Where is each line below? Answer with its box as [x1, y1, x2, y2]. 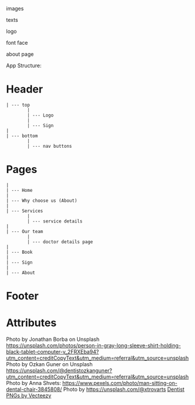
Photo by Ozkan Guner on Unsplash [6, 361, 93, 367]
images [6, 5, 24, 12]
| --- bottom [6, 132, 38, 139]
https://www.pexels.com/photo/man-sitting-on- [62, 380, 178, 386]
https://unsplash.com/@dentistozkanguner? [6, 367, 113, 374]
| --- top [6, 102, 31, 108]
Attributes [6, 316, 57, 330]
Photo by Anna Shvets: [6, 380, 62, 386]
